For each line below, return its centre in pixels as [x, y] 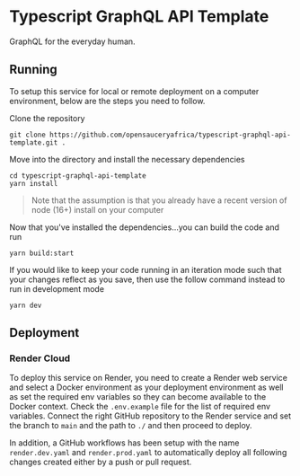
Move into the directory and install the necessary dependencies [127, 159]
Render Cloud [40, 358]
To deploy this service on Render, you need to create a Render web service [148, 378]
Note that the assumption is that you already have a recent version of [159, 200]
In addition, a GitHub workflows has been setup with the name [124, 443]
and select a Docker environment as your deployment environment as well [147, 387]
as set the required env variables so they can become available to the [138, 397]
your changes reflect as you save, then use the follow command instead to [147, 279]
